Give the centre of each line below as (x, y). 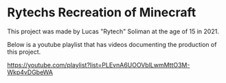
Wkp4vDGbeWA (30, 72)
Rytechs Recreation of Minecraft (102, 13)
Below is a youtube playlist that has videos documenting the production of (112, 44)
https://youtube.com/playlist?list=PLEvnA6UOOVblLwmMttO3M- (99, 65)
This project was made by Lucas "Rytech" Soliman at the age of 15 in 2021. (113, 31)
